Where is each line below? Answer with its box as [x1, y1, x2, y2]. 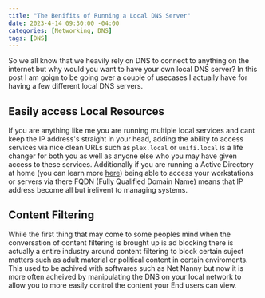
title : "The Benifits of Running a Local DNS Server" [8, 11, 192, 20]
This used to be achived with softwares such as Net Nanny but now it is [8, 263, 244, 272]
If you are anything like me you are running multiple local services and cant [8, 125, 255, 136]
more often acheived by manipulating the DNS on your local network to [8, 272, 242, 281]
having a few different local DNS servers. [8, 81, 144, 91]
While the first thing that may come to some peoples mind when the [8, 229, 231, 239]
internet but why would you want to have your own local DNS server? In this [8, 65, 258, 74]
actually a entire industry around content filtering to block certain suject [8, 246, 244, 256]
